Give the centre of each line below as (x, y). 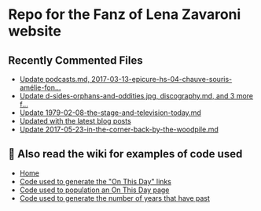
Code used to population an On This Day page (94, 190)
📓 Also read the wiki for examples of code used (125, 154)
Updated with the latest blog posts (75, 121)
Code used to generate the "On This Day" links (95, 181)
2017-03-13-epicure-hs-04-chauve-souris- (162, 79)
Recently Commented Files (75, 60)
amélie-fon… (40, 87)
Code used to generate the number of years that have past (115, 198)
